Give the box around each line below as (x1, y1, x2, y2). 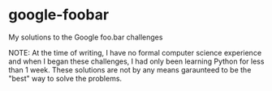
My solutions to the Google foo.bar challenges (8, 32, 163, 42)
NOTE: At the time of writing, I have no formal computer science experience (8, 48, 262, 57)
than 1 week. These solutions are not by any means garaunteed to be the (8, 64, 252, 74)
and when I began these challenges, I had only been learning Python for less (8, 56, 265, 66)
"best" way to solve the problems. (8, 73, 123, 83)
